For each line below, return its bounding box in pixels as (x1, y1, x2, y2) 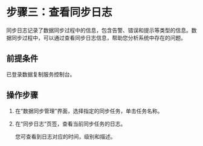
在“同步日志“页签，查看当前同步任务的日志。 (14, 120, 126, 127)
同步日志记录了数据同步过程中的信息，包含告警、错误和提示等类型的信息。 (6, 27, 192, 34)
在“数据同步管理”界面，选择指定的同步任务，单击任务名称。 (14, 107, 163, 115)
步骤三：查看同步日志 (6, 5, 113, 19)
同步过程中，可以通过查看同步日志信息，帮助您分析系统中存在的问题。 (11, 34, 186, 41)
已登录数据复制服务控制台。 (6, 71, 76, 78)
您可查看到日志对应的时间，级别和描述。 (14, 133, 116, 140)
